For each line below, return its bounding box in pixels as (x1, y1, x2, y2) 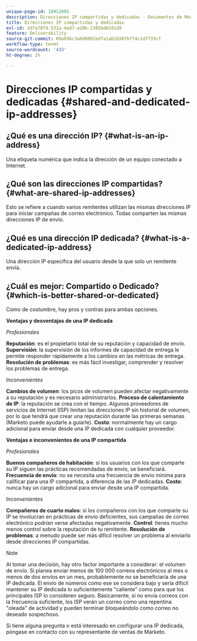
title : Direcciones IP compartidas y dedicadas (6, 19, 125, 25)
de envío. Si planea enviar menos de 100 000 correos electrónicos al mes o (6, 567, 188, 574)
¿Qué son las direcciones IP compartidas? (6, 179, 163, 189)
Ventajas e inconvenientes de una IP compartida (6, 437, 127, 444)
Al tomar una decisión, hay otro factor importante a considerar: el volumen (6, 561, 186, 568)
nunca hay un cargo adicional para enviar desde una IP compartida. (6, 484, 170, 491)
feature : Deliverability (6, 31, 67, 36)
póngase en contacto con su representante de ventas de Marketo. (6, 629, 166, 636)
